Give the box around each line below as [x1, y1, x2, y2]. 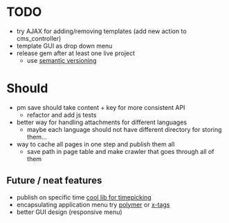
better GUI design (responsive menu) [16, 208, 122, 216]
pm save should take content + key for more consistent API [16, 103, 185, 111]
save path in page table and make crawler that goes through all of [26, 147, 214, 155]
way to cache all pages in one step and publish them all [16, 139, 175, 148]
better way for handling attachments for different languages [16, 118, 187, 126]
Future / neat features [6, 175, 102, 186]
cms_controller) [16, 34, 62, 42]
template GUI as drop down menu [16, 41, 113, 50]
